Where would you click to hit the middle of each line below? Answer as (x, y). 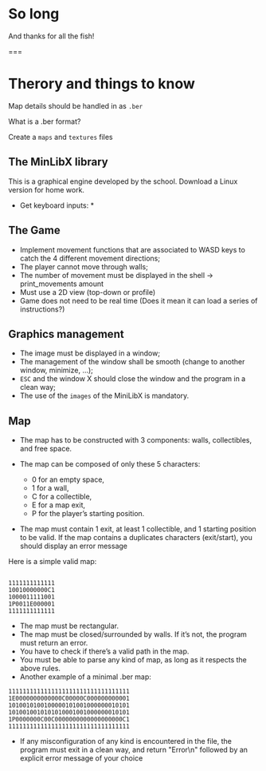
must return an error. (54, 643)
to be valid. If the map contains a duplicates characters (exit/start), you (136, 538)
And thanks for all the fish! (51, 36)
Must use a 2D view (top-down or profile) (88, 292)
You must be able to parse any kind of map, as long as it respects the (133, 660)
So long (34, 14)
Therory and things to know (102, 84)
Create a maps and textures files (61, 137)
